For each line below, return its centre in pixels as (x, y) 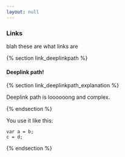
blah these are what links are (42, 46)
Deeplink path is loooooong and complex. (58, 97)
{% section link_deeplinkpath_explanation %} (63, 85)
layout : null (23, 12)
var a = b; (20, 132)
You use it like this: (30, 121)
